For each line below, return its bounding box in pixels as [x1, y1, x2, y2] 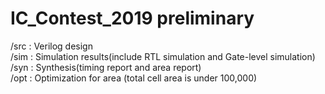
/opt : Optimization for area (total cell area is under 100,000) [10, 72, 258, 84]
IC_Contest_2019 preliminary [10, 7, 255, 30]
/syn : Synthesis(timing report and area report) [10, 61, 202, 73]
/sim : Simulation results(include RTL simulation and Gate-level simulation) [10, 50, 316, 62]
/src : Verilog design [10, 40, 93, 52]
